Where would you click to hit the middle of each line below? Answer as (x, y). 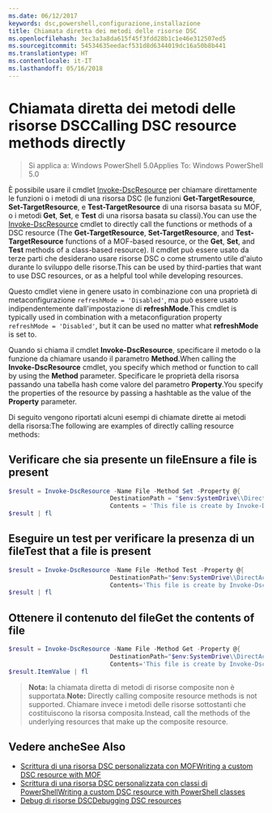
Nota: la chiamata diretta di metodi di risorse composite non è (131, 687)
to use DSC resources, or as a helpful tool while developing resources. (126, 275)
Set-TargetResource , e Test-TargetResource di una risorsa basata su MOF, (135, 206)
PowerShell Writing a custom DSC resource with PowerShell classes (132, 792)
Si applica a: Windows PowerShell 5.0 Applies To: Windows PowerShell (146, 165)
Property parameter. (43, 401)
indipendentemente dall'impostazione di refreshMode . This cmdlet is (123, 308)
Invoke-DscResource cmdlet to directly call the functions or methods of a (131, 224)
